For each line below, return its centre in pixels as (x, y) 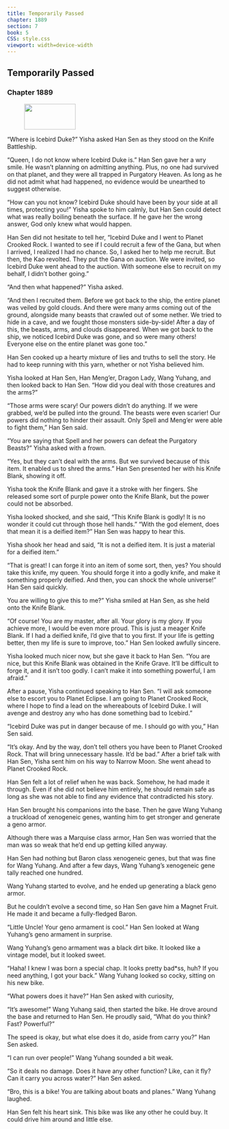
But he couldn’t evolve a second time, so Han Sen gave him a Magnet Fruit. (113, 906)
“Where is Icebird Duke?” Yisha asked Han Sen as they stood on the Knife (111, 139)
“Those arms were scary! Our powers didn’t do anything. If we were (103, 406)
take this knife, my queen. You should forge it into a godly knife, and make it (114, 572)
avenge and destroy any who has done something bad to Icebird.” (100, 712)
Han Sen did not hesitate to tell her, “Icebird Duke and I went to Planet (105, 237)
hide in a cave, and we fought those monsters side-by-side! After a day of (111, 322)
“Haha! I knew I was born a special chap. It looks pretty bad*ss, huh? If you (113, 968)
